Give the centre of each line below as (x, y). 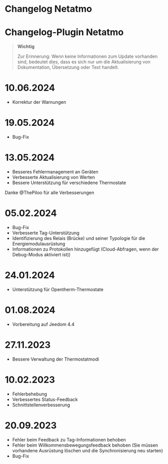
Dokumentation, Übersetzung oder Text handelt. (68, 68)
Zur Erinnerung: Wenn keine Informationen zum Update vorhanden (87, 56)
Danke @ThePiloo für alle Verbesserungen (50, 192)
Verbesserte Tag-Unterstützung (46, 233)
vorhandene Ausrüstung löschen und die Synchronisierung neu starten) (88, 450)
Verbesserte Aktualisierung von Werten (54, 177)
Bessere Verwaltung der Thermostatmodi (55, 359)
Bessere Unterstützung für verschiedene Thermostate (69, 183)
